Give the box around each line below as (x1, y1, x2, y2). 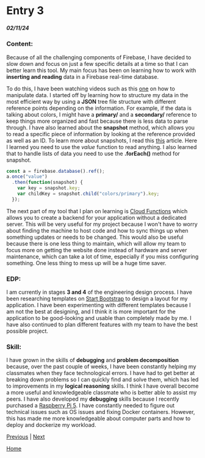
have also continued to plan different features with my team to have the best (6, 321, 198, 329)
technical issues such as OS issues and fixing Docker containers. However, (6, 409, 195, 416)
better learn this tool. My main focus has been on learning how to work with (6, 67, 196, 74)
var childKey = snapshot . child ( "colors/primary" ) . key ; (17, 191, 160, 197)
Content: (6, 40, 34, 48)
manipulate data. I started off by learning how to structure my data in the (6, 91, 189, 98)
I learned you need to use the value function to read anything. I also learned (6, 143, 197, 150)
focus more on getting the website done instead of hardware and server (6, 246, 187, 253)
